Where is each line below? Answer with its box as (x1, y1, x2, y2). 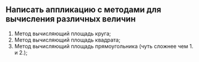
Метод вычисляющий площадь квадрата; (14, 36, 120, 44)
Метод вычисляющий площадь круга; (14, 30, 111, 37)
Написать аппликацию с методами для (5, 5, 161, 15)
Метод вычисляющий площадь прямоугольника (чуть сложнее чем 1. (14, 42, 194, 49)
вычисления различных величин (5, 14, 136, 24)
